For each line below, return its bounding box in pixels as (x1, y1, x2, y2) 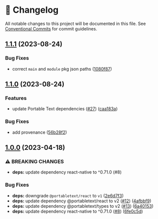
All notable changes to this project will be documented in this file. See (5, 21, 146, 26)
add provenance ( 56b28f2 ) (12, 129, 67, 135)
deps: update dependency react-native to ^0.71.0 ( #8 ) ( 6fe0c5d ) (12, 208, 143, 214)
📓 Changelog (5, 4, 59, 16)
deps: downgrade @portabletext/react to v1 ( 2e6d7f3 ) (12, 193, 124, 198)
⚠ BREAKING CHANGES (5, 158, 64, 165)
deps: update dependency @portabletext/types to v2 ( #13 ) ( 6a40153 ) (12, 203, 154, 209)
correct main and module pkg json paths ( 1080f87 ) (12, 66, 112, 72)
